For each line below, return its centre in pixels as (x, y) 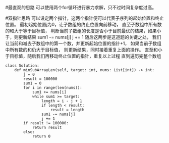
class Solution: (22, 66)
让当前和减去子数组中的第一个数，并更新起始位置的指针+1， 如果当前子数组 (83, 43)
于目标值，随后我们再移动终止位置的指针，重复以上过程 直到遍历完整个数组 (83, 56)
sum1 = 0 (33, 83)
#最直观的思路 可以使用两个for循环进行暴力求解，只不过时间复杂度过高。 (81, 7)
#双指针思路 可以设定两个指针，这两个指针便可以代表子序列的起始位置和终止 (84, 18)
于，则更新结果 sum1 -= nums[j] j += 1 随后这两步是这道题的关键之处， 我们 (83, 37)
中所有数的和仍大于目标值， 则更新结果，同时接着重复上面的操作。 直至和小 (84, 50)
